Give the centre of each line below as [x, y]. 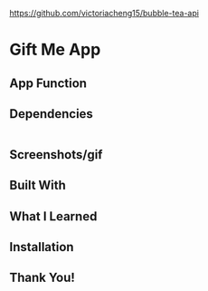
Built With [38, 185]
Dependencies [51, 114]
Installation [42, 247]
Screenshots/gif [56, 155]
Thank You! [42, 278]
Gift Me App [55, 50]
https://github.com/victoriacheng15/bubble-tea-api [104, 13]
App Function [48, 83]
